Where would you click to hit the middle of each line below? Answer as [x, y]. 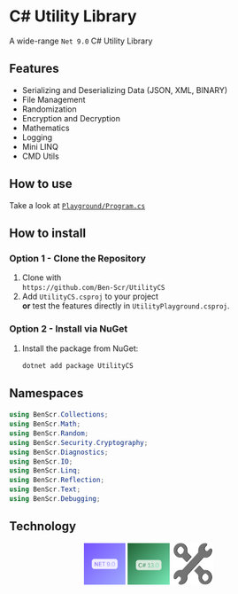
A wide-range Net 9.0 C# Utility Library [81, 41]
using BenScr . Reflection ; [57, 481]
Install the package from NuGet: [80, 348]
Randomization [49, 109]
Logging [37, 137]
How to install [48, 233]
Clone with [42, 277]
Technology [43, 526]
